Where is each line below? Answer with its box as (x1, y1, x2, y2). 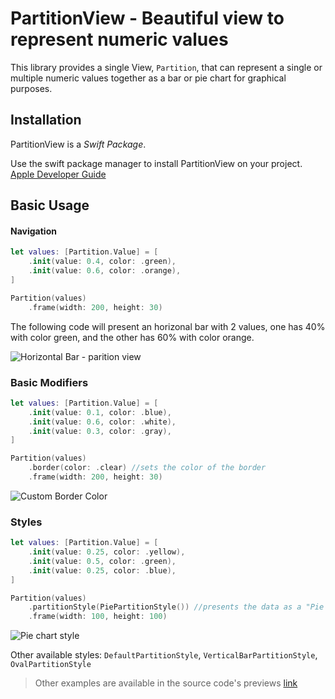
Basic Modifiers (10, 375, 89, 389)
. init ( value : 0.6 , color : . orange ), (28, 266, 182, 276)
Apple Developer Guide (10, 168, 107, 180)
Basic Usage (10, 197, 90, 214)
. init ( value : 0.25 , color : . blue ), (28, 565, 177, 576)
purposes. (10, 82, 53, 94)
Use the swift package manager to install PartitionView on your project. (10, 157, 303, 169)
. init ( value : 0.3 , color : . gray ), (28, 426, 172, 436)
